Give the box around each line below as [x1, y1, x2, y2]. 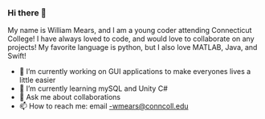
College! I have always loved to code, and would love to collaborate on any [7, 34, 255, 43]
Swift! [7, 51, 27, 61]
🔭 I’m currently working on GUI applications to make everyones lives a [18, 67, 251, 76]
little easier [18, 76, 56, 85]
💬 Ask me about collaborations [18, 92, 121, 102]
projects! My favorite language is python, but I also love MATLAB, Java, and [7, 43, 258, 52]
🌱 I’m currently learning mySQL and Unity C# [18, 84, 168, 93]
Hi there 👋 [7, 7, 47, 18]
